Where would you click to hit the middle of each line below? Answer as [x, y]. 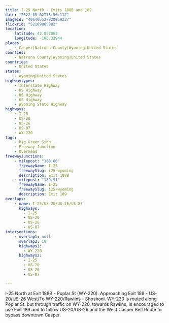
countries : [17, 62]
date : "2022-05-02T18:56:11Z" [37, 15]
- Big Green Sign [33, 142]
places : [13, 43]
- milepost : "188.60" [37, 161]
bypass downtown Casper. [33, 315]
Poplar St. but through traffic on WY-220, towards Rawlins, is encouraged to [85, 304]
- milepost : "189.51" [37, 180]
